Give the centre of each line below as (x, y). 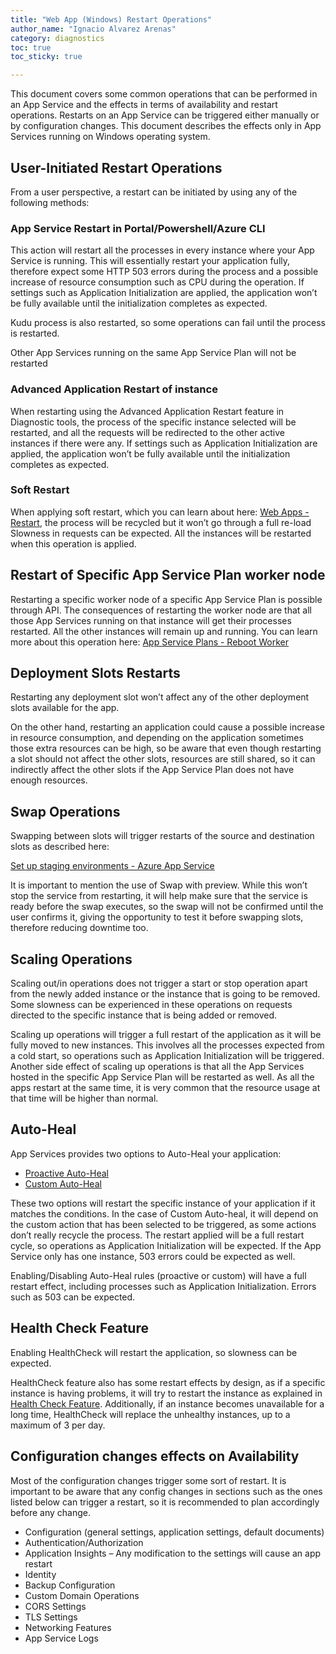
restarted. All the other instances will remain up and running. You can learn (164, 631)
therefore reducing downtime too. (79, 928)
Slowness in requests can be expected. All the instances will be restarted (161, 533)
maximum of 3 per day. (58, 1425)
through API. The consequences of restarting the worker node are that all (161, 610)
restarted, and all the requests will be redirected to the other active (147, 432)
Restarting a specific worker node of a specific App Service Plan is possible (166, 599)
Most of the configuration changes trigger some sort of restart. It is (148, 1480)
